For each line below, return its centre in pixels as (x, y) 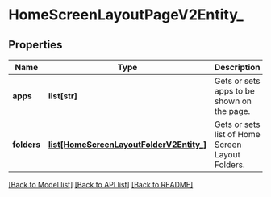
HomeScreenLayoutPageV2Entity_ (126, 15)
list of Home (237, 134)
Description (237, 67)
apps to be (235, 91)
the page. (232, 111)
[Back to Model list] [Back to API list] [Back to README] (101, 184)
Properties (35, 45)
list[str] (63, 96)
